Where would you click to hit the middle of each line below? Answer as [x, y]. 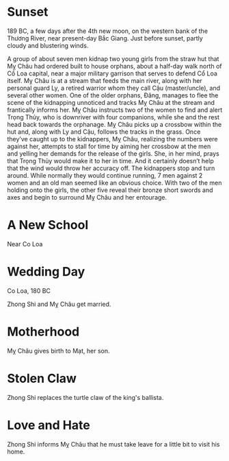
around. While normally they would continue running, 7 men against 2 [105, 175]
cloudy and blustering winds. [48, 45]
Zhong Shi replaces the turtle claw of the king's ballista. [85, 397]
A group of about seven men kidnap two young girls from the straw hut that [113, 58]
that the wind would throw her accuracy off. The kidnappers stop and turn [111, 168]
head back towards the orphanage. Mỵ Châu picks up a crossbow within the [114, 124]
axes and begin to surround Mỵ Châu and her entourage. [87, 197]
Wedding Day [46, 272]
